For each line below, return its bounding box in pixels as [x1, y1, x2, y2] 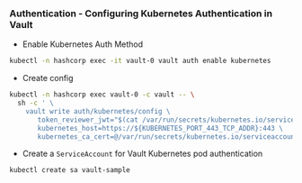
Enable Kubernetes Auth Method [22, 39, 144, 50]
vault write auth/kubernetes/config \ [25, 106, 171, 115]
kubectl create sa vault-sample [9, 166, 130, 175]
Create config [22, 73, 74, 84]
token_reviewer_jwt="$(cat [37, 115, 139, 124]
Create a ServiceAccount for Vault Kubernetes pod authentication [22, 148, 263, 160]
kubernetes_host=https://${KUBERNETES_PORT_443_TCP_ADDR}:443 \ [37, 124, 283, 133]
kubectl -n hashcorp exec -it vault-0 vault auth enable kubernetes [9, 57, 271, 66]
